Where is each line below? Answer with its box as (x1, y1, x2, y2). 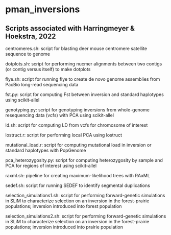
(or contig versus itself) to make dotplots (5, 66, 91, 72)
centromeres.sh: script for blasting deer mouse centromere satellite (5, 45, 147, 52)
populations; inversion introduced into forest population (5, 203, 122, 209)
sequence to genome (5, 51, 50, 57)
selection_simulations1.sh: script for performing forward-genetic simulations (5, 193, 165, 198)
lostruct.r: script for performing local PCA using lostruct (5, 132, 123, 138)
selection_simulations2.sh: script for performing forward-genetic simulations (5, 213, 166, 219)
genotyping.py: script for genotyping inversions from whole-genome (5, 107, 150, 113)
